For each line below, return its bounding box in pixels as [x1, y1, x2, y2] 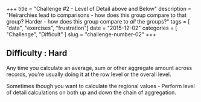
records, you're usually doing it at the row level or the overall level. [6, 71, 171, 78]
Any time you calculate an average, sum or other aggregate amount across [6, 64, 192, 71]
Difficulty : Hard [6, 48, 68, 59]
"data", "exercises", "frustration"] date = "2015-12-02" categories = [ [6, 24, 177, 31]
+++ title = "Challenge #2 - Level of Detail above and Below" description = [6, 5, 192, 12]
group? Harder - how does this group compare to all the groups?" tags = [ [6, 18, 190, 25]
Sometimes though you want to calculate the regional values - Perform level [6, 82, 195, 89]
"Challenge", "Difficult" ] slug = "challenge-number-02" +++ [6, 31, 157, 38]
